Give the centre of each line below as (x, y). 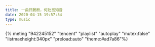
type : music (18, 19)
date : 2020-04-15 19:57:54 (34, 15)
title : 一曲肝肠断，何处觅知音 (34, 10)
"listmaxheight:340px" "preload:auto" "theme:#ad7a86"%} (67, 39)
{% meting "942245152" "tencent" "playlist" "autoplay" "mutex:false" (78, 34)
